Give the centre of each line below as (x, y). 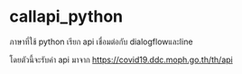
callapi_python (66, 17)
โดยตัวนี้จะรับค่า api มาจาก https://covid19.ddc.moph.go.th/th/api (121, 60)
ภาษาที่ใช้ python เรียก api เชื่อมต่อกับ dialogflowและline (101, 42)
